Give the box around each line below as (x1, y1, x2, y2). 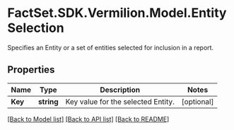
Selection (7, 20, 65, 36)
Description (100, 85, 140, 95)
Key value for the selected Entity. (65, 97, 175, 107)
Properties (7, 64, 55, 76)
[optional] (181, 97, 214, 107)
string (37, 97, 59, 107)
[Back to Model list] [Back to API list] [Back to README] (7, 114, 170, 123)
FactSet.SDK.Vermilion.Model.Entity (7, 5, 227, 21)
